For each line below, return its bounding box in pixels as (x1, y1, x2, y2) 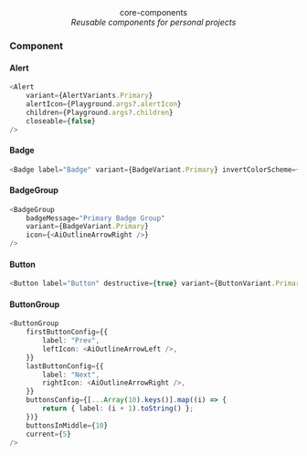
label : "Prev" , (42, 336, 101, 345)
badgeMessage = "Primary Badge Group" (26, 213, 166, 223)
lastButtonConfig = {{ (26, 361, 104, 371)
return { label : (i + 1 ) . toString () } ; (42, 404, 195, 413)
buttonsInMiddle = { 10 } (26, 420, 108, 430)
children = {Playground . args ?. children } (26, 108, 174, 117)
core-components (119, 7, 188, 17)
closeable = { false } (26, 116, 96, 125)
